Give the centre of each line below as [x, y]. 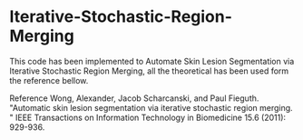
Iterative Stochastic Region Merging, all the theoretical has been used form [149, 71]
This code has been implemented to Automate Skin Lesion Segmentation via [152, 61]
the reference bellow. [49, 80]
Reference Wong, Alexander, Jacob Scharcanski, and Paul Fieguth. [134, 98]
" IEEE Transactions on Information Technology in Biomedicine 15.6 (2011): [148, 117]
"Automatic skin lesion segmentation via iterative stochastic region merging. [151, 107]
